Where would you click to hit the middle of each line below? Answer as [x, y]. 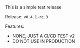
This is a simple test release [33, 7]
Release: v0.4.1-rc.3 [27, 17]
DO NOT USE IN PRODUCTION [43, 41]
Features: [15, 26]
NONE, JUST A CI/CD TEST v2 [43, 36]
